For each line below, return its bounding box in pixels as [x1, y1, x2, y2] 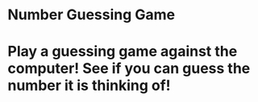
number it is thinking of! [7, 76, 171, 95]
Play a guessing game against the [7, 43, 238, 61]
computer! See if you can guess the [7, 59, 251, 78]
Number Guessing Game [7, 6, 176, 24]
